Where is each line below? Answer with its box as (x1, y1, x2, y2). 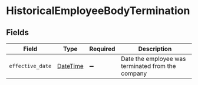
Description (138, 45, 172, 53)
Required (89, 45, 115, 53)
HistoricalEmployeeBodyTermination (6, 4, 190, 18)
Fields (6, 28, 29, 38)
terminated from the (120, 62, 176, 70)
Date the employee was (120, 55, 186, 63)
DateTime (57, 62, 84, 70)
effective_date (9, 63, 52, 69)
